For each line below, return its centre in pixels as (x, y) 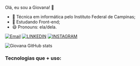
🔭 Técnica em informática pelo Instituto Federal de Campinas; (74, 17)
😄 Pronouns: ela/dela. (34, 27)
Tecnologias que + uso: (33, 58)
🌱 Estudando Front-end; (36, 22)
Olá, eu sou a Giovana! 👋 (30, 7)
